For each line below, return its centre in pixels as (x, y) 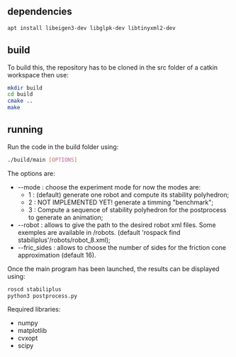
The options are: (31, 173)
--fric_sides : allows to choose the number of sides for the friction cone (122, 247)
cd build (20, 94)
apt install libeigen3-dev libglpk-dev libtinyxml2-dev (91, 28)
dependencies (40, 12)
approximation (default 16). (57, 255)
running (25, 130)
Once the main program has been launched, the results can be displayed (113, 268)
